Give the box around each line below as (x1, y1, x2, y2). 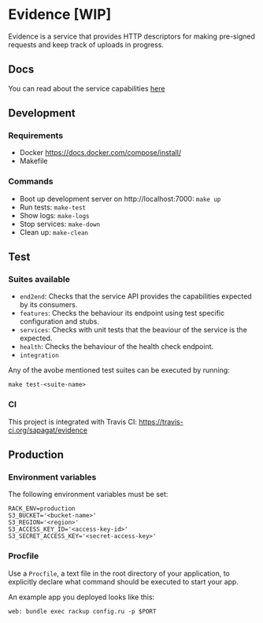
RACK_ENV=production (8, 505, 76, 513)
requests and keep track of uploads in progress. (8, 39, 164, 49)
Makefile (19, 156, 48, 166)
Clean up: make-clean (19, 227, 89, 237)
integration (19, 352, 59, 360)
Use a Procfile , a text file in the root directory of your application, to (8, 569, 230, 578)
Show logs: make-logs (19, 210, 90, 220)
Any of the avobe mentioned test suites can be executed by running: (8, 365, 230, 375)
